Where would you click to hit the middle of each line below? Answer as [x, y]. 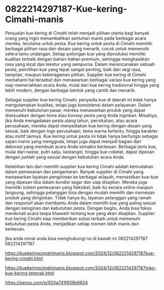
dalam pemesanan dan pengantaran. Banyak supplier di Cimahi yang [74, 171]
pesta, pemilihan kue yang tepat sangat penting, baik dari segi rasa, [73, 69]
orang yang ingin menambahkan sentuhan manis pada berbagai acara [76, 38]
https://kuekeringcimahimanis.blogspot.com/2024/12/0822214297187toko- [81, 267]
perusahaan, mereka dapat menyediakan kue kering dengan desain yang [79, 125]
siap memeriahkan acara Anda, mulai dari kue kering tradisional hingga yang [82, 85]
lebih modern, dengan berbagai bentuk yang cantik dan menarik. [70, 90]
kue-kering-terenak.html [30, 273]
